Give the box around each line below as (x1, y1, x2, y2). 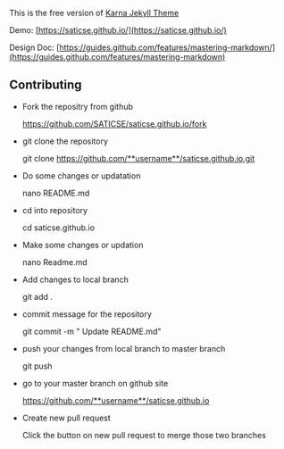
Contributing (9, 78, 82, 93)
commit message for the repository (21, 308, 152, 320)
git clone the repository (21, 136, 109, 146)
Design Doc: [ (9, 42, 60, 53)
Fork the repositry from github (21, 101, 134, 112)
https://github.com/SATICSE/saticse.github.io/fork (21, 118, 207, 129)
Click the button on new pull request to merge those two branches (21, 429, 266, 440)
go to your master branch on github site (21, 378, 169, 388)
